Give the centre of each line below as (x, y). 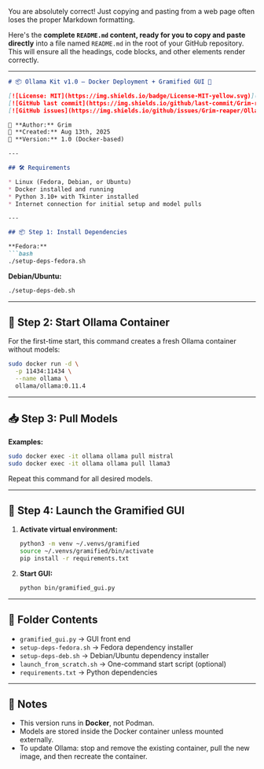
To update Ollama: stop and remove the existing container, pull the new (134, 748)
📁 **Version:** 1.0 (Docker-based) (66, 140)
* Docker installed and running (61, 189)
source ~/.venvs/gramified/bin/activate (86, 551)
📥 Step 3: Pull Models (63, 419)
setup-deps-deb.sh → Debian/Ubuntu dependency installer (114, 655)
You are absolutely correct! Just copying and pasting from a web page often (132, 11)
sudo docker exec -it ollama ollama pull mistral (91, 456)
